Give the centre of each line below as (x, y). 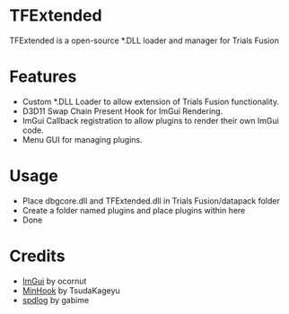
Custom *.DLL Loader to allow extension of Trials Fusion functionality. (151, 101)
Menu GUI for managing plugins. (82, 139)
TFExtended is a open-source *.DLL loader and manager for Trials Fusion (144, 40)
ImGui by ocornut (54, 281)
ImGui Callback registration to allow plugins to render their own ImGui (151, 120)
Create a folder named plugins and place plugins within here (134, 210)
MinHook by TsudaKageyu (71, 290)
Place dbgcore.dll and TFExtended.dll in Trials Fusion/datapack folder (151, 201)
